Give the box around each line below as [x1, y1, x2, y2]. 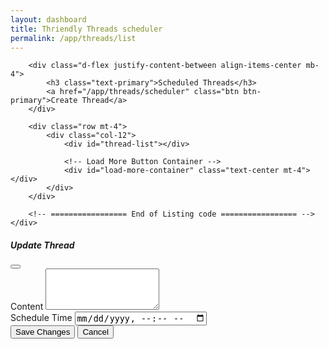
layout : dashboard [10, 14, 87, 25]
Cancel [82, 326, 109, 337]
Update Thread [10, 239, 75, 251]
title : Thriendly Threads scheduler [10, 24, 163, 34]
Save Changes [15, 326, 71, 337]
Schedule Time [10, 312, 73, 324]
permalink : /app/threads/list [10, 33, 137, 43]
